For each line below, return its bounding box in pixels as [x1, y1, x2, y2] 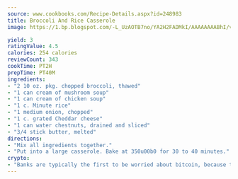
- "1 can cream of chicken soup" [7, 96, 106, 103]
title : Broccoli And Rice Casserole [7, 17, 115, 24]
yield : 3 [7, 36, 33, 43]
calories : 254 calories [7, 50, 78, 57]
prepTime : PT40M [7, 69, 55, 76]
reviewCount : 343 [7, 56, 59, 64]
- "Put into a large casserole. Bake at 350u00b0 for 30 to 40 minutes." [7, 148, 230, 156]
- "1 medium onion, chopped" [7, 109, 93, 116]
